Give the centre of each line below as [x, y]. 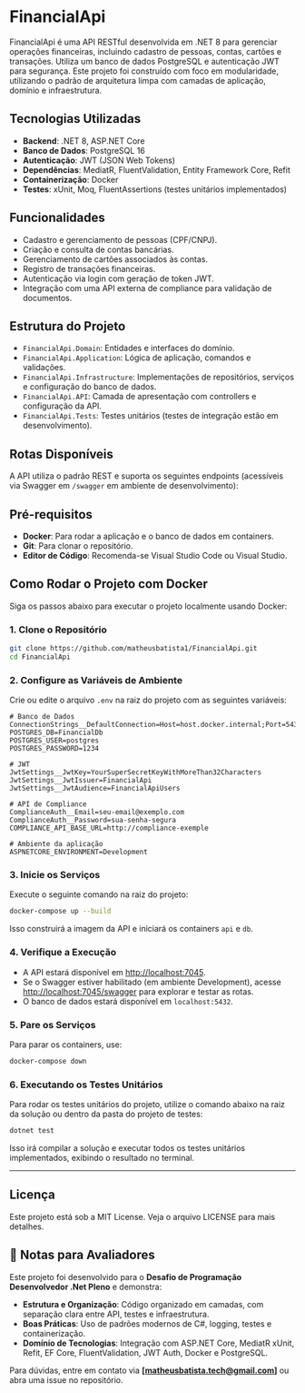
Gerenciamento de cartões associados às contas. [115, 259]
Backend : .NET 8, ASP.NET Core [84, 141]
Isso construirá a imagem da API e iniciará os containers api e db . [132, 929]
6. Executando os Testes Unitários [86, 1085]
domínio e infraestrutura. [56, 90]
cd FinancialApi [40, 657]
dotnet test [32, 1131]
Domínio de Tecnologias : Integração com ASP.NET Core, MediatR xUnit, [158, 1343]
